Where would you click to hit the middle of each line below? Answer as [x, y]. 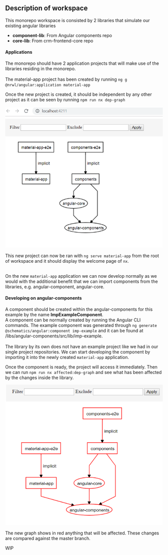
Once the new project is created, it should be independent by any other [79, 94]
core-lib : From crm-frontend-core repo [53, 41]
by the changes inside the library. [39, 378]
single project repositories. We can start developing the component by [78, 352]
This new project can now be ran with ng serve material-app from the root [82, 256]
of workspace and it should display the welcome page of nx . [67, 261]
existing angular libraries [30, 26]
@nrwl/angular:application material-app [48, 85]
